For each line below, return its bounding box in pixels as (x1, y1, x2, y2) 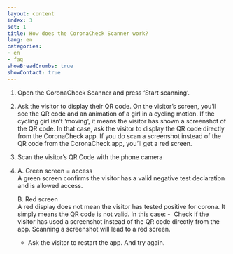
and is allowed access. (17, 181, 83, 189)
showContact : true (7, 69, 61, 76)
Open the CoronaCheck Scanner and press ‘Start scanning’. (17, 88, 190, 97)
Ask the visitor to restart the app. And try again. (27, 238, 165, 246)
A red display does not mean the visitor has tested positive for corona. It (17, 202, 226, 210)
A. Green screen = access (17, 166, 93, 175)
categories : (7, 43, 42, 50)
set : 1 (7, 23, 27, 30)
